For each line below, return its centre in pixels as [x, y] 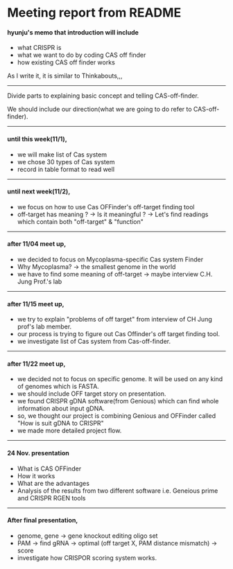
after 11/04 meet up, [37, 244]
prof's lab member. [44, 326]
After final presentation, [43, 520]
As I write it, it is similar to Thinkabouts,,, [65, 76]
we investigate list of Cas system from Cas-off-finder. [94, 342]
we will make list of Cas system [62, 155]
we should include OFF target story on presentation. [92, 394]
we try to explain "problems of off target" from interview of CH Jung [115, 319]
